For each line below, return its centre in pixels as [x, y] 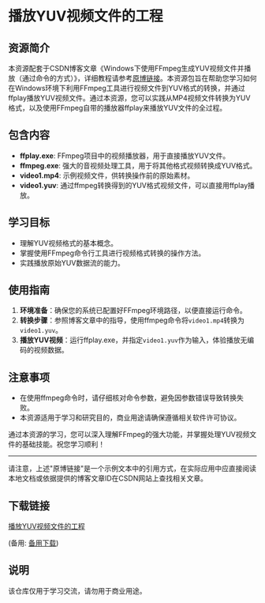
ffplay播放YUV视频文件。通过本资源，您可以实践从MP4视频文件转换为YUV [129, 98]
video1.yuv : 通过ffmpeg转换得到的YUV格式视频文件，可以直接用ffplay [134, 185]
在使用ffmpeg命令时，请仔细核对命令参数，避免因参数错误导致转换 [128, 398]
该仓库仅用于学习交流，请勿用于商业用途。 [77, 590]
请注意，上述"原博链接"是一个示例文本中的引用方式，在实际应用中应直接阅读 [132, 469]
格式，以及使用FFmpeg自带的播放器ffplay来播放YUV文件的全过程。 [118, 108]
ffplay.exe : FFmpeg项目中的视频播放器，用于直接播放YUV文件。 [125, 156]
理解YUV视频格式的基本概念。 [69, 243]
